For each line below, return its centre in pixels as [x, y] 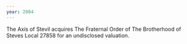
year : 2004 [20, 12]
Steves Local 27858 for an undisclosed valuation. [68, 35]
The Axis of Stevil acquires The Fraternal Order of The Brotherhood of [94, 29]
